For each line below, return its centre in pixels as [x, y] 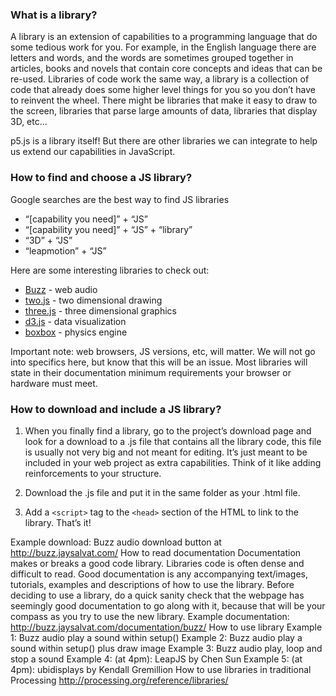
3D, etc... [29, 122]
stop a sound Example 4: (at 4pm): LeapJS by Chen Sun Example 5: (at [156, 659]
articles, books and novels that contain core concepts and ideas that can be [166, 69]
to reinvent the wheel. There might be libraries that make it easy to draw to [164, 100]
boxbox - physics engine [76, 332]
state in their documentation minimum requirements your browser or [151, 372]
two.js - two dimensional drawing [93, 300]
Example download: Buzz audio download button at [116, 542]
